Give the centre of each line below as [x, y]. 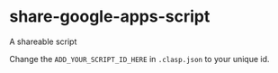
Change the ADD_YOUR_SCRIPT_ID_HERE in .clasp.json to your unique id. [139, 59]
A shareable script [43, 41]
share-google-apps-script [110, 17]
